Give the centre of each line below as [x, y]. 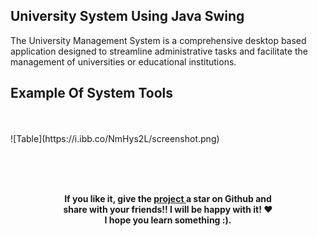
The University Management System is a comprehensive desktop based [158, 40]
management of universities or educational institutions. [123, 61]
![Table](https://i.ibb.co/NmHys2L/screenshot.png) [115, 138]
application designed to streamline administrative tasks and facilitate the [159, 51]
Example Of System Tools [92, 93]
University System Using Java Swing [127, 16]
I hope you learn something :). [168, 220]
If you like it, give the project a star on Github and [168, 198]
